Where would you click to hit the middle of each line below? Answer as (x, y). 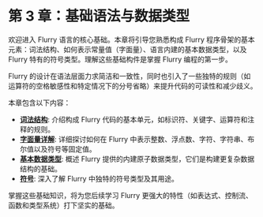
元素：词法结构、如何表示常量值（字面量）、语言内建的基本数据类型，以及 (128, 49)
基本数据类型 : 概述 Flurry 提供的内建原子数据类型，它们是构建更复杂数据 (137, 159)
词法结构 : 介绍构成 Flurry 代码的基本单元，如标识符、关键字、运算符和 (133, 119)
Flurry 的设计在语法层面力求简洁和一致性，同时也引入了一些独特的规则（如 (130, 76)
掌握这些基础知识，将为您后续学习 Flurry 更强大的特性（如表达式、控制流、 (130, 195)
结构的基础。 (40, 168)
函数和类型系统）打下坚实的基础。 (64, 205)
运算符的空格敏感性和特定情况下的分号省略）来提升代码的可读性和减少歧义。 (133, 86)
